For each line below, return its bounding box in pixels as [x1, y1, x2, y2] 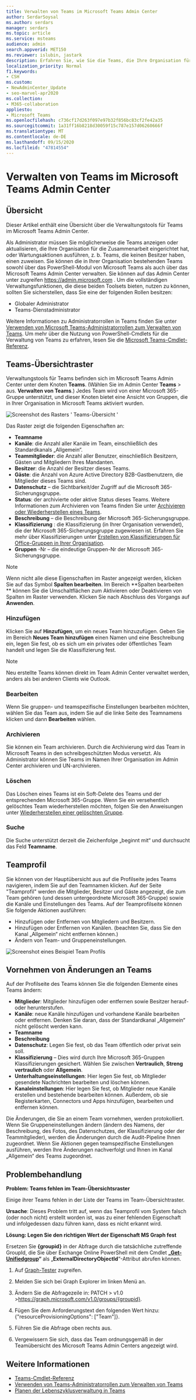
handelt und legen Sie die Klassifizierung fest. [6, 646, 117, 653]
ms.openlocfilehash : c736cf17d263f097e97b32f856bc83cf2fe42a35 [6, 118, 163, 124]
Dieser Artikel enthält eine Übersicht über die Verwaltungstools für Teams [6, 221, 183, 228]
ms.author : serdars [6, 19, 54, 25]
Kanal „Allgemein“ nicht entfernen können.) [14, 930, 118, 937]
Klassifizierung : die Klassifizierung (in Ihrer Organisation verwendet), [14, 521, 184, 528]
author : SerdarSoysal [6, 14, 59, 20]
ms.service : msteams [6, 36, 57, 42]
